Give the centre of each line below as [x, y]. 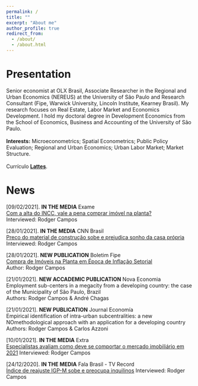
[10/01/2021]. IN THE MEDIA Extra [47, 340]
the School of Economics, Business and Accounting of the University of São [99, 122]
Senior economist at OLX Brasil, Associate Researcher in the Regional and [96, 90]
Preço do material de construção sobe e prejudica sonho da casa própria [95, 237]
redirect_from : [25, 34]
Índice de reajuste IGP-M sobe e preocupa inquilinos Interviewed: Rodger [96, 370]
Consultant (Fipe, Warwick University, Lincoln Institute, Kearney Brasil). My [98, 103]
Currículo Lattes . [27, 166]
